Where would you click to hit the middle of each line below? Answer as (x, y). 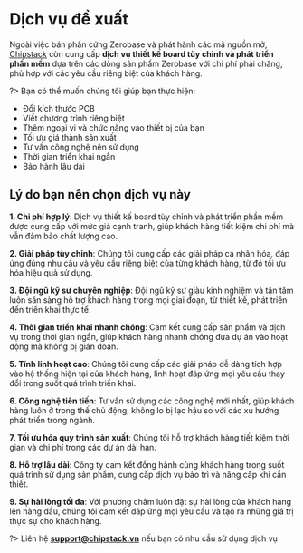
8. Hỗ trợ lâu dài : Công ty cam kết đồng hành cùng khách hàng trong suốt (147, 464)
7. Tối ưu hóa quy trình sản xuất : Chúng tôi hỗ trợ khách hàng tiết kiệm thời (149, 437)
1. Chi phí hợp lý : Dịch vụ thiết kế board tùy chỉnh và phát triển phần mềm (146, 217)
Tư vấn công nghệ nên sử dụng (81, 147)
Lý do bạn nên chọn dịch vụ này (100, 194)
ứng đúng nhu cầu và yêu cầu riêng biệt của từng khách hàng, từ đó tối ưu (148, 263)
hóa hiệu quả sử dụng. (51, 272)
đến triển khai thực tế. (50, 309)
